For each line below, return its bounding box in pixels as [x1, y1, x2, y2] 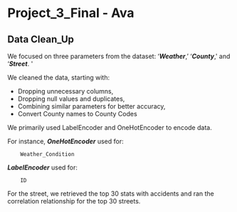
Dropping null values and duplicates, [17, 94, 125, 103]
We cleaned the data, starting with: [7, 73, 110, 82]
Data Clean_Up [7, 33, 75, 45]
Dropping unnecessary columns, [17, 87, 114, 95]
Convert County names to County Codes [17, 110, 137, 118]
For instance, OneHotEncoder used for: [7, 137, 124, 145]
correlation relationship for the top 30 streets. [7, 197, 141, 205]
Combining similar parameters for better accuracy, [17, 102, 166, 111]
